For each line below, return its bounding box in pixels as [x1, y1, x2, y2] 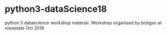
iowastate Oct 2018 [4, 25, 44, 31]
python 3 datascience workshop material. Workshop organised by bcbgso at [4, 20, 162, 26]
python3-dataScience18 [4, 3, 107, 15]
